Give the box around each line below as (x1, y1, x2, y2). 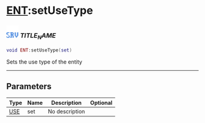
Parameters (6, 81, 52, 91)
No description (48, 108, 85, 115)
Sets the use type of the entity (6, 58, 82, 65)
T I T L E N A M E (20, 32, 56, 41)
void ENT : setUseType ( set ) (6, 47, 72, 53)
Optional (90, 99, 113, 106)
